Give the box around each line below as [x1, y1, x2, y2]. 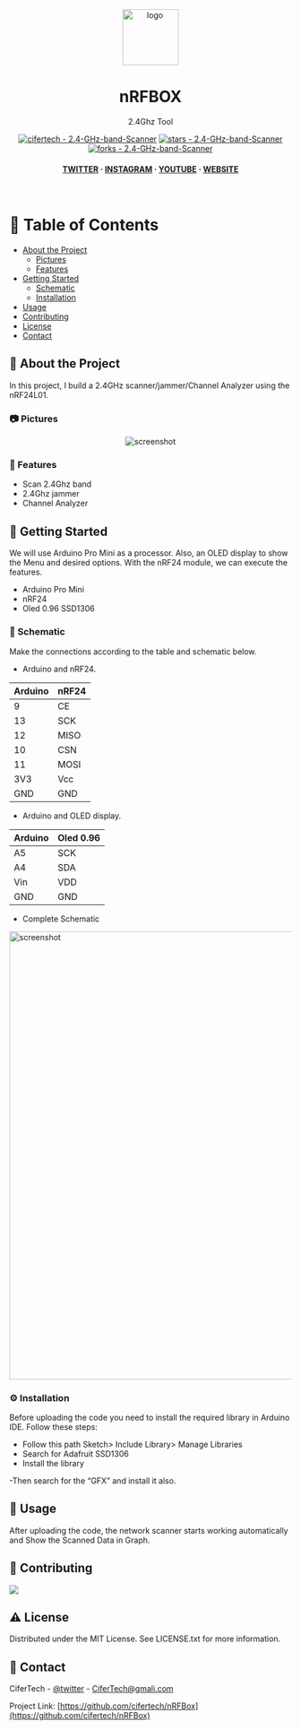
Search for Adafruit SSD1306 [21, 1448, 130, 1459]
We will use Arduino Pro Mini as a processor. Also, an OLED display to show [9, 548, 288, 558]
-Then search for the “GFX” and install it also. [9, 1475, 176, 1486]
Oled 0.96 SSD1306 [21, 603, 96, 614]
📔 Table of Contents [9, 215, 159, 236]
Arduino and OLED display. [21, 810, 122, 821]
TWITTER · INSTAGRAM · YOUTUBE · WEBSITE [62, 163, 239, 174]
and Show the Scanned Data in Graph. [9, 1535, 150, 1545]
